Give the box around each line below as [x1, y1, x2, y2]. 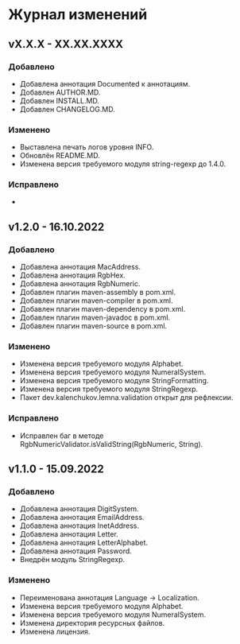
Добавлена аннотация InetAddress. [19, 521, 140, 530]
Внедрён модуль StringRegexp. [19, 555, 126, 564]
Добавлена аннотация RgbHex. [19, 270, 126, 280]
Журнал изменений [8, 6, 148, 24]
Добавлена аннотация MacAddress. [19, 262, 141, 272]
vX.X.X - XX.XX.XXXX [8, 37, 123, 51]
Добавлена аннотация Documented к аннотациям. [19, 79, 191, 88]
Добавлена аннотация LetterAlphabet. [19, 538, 149, 548]
